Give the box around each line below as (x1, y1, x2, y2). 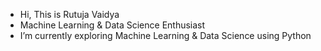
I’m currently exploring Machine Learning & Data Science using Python (19, 30, 312, 41)
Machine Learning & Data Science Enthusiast (19, 19, 206, 31)
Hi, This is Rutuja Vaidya (19, 9, 120, 20)
